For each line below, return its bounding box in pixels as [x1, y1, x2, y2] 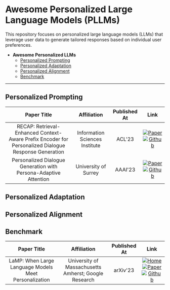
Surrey [82, 169, 99, 176]
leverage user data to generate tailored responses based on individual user [5, 37, 162, 43]
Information [77, 129, 105, 136]
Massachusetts [65, 264, 102, 271]
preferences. [5, 42, 32, 48]
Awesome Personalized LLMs [12, 52, 76, 58]
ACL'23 [116, 136, 134, 143]
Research [72, 276, 95, 283]
